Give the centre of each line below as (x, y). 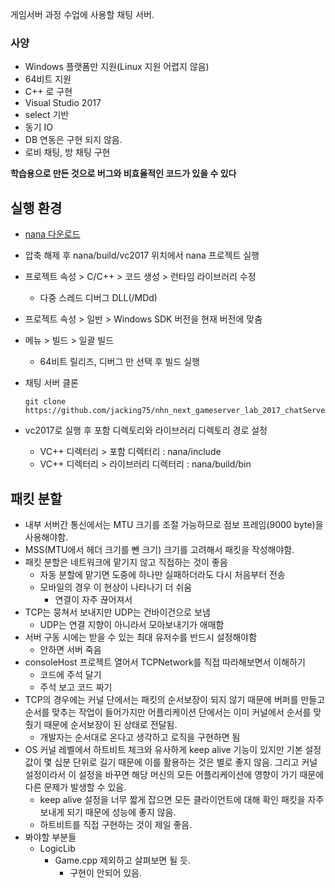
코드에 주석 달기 (70, 674)
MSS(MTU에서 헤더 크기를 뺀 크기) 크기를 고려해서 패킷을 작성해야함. (159, 549)
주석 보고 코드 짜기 (76, 687)
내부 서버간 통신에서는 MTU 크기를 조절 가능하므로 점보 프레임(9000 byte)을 (174, 524)
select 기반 (47, 115)
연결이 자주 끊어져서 (93, 599)
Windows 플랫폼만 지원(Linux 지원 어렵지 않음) (117, 67)
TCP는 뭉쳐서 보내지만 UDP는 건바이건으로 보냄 (117, 612)
